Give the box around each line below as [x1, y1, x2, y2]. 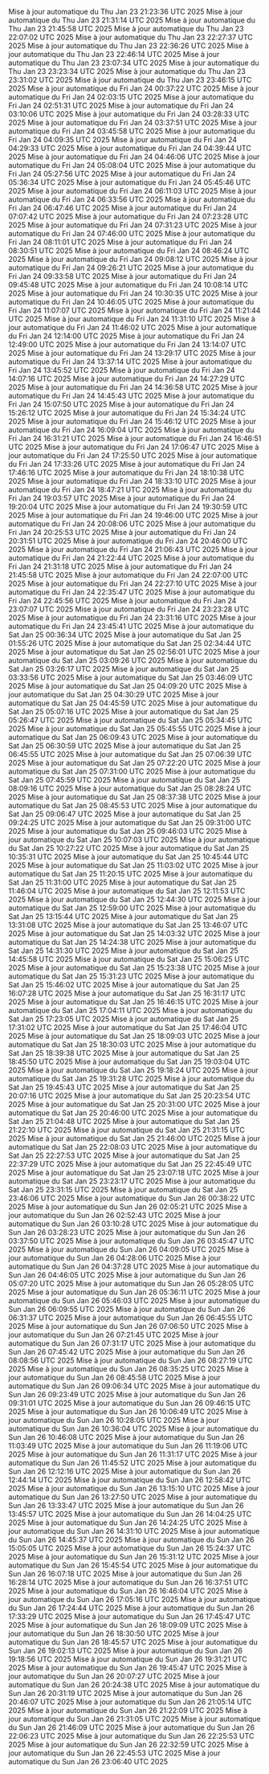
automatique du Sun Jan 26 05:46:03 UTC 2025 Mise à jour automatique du [8, 1296, 260, 1305]
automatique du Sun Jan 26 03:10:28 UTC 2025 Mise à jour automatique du [8, 1219, 259, 1228]
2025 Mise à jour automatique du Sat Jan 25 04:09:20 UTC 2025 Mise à [8, 681, 247, 690]
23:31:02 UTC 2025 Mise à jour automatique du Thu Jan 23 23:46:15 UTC [8, 76, 252, 84]
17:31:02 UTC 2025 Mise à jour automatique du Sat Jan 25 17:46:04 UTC [8, 1023, 247, 1032]
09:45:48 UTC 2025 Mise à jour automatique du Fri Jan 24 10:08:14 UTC [8, 280, 249, 289]
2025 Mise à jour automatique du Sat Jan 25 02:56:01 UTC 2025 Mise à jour [8, 647, 260, 656]
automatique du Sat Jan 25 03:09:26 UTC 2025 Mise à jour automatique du [8, 656, 259, 665]
